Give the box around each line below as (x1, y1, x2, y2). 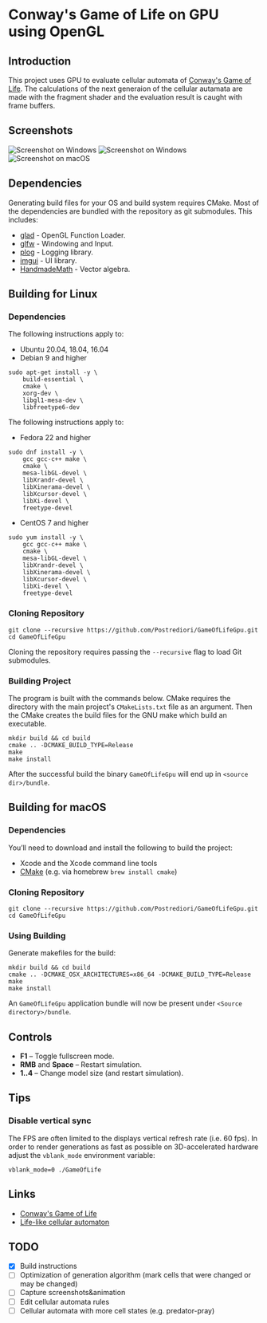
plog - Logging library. (19, 247, 93, 257)
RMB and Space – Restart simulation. (19, 1060, 142, 1069)
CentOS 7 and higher (19, 518, 89, 528)
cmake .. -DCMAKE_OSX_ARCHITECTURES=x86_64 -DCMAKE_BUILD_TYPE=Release (8, 971, 251, 978)
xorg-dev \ (22, 389, 59, 398)
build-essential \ (22, 376, 84, 384)
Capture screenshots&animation (19, 1288, 126, 1297)
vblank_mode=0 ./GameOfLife (8, 1166, 102, 1174)
